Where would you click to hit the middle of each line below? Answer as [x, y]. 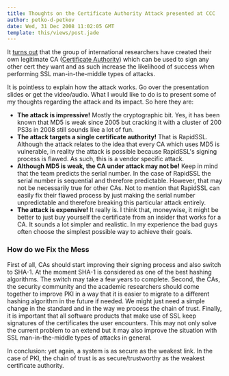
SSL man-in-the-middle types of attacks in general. [80, 338]
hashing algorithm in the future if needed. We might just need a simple [106, 301]
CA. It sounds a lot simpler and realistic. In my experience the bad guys [117, 224]
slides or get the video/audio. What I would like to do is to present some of [112, 95]
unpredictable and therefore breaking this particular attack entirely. [111, 202]
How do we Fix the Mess [48, 250]
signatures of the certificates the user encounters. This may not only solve [112, 322]
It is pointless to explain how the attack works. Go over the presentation [108, 87]
